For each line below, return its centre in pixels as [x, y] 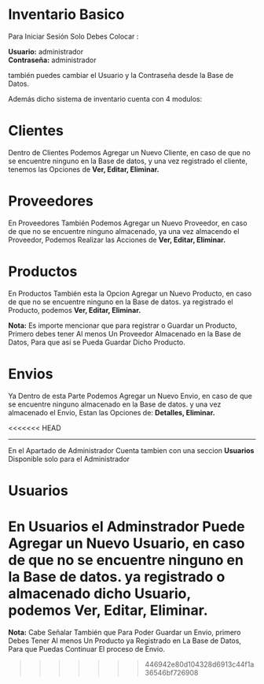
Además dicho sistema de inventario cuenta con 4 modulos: [105, 99]
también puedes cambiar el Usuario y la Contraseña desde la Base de [121, 75]
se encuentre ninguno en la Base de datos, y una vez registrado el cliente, [128, 161]
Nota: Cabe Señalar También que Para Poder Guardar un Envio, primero [125, 632]
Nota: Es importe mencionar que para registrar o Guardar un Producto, [123, 325]
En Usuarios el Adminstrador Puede [126, 527]
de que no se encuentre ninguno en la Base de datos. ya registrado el [121, 302]
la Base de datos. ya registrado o [117, 577]
